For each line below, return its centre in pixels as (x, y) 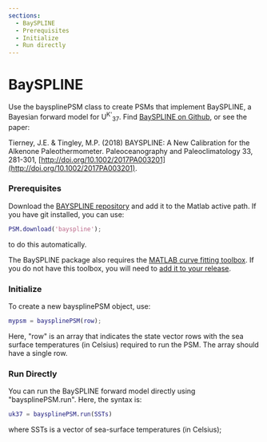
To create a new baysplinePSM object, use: (80, 306)
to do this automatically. (48, 244)
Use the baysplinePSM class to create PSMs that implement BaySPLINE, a (130, 107)
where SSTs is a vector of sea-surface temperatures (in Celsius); (115, 430)
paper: (19, 127)
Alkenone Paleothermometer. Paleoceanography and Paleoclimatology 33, (131, 151)
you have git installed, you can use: (66, 214)
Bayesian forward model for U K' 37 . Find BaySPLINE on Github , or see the (128, 117)
